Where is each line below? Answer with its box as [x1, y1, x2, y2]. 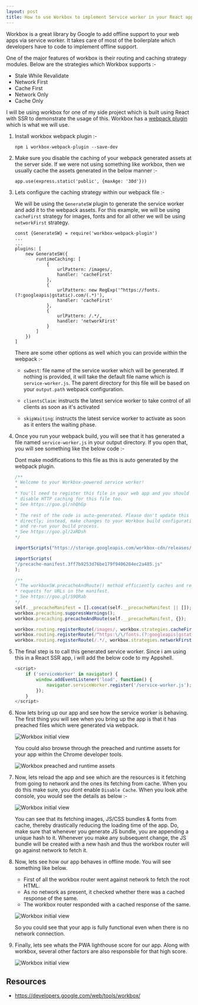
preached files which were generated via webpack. [14, 722, 140, 729]
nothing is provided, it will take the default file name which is [23, 373, 171, 380]
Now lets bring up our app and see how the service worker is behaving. [14, 709, 189, 716]
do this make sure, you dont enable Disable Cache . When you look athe [14, 786, 187, 794]
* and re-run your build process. [14, 523, 100, 529]
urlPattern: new [57, 287, 97, 293]
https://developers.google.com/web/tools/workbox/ [14, 992, 141, 999]
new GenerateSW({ [25, 251, 68, 257]
